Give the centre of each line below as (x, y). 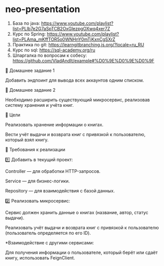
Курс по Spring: (29, 34)
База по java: (26, 23)
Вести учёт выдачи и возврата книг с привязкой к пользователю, (75, 134)
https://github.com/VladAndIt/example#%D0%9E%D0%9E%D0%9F (83, 60)
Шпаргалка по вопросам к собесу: (50, 55)
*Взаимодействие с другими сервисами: (50, 242)
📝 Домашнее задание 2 (31, 90)
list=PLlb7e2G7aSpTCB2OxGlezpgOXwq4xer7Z (61, 28)
